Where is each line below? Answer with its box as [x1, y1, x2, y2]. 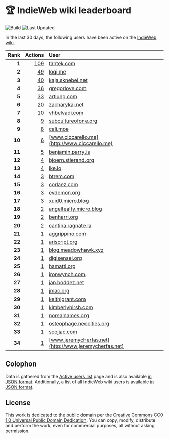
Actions [25, 51, 44, 58]
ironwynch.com [48, 271, 86, 278]
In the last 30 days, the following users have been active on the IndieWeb [5, 34, 157, 40]
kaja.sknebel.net [48, 77, 88, 84]
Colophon [5, 360, 37, 369]
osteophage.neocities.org [48, 320, 110, 327]
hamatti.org [48, 263, 76, 270]
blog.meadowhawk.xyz [48, 246, 104, 253]
